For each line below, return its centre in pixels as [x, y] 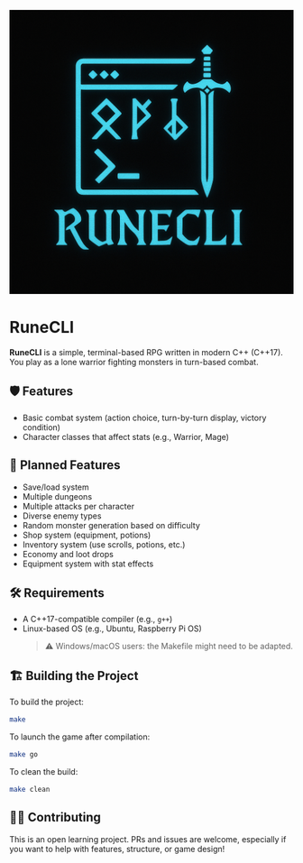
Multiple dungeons [57, 496]
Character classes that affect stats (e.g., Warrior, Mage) [126, 436]
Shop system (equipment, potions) [87, 535]
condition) [41, 427]
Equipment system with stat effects [88, 564]
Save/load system [56, 487]
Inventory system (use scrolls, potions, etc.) [104, 544]
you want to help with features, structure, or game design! [117, 849]
